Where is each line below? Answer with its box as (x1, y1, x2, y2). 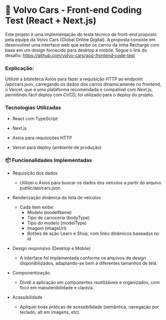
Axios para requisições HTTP (12, 135, 72, 141)
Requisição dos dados (12, 170, 58, 176)
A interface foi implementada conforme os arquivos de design (19, 255, 146, 261)
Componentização (12, 269, 51, 275)
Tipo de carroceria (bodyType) (27, 214, 90, 220)
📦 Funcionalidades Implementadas (5, 157, 93, 164)
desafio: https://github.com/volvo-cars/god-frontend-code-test (5, 52, 135, 58)
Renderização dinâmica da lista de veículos (12, 194, 101, 200)
